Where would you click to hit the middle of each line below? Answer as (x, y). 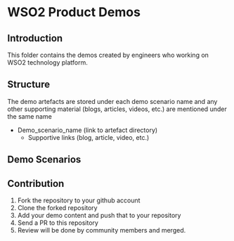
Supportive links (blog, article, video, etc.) (89, 137)
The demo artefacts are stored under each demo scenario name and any (112, 101)
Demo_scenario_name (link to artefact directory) (87, 130)
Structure (29, 85)
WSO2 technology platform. (47, 63)
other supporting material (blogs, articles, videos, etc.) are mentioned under (117, 109)
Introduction (35, 38)
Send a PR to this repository (58, 223)
